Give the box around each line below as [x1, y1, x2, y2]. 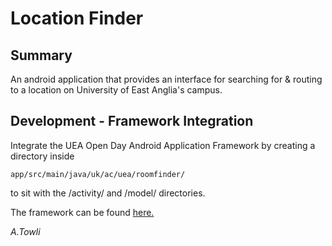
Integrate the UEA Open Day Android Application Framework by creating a [10, 139, 316, 151]
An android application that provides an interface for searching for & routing [10, 73, 323, 85]
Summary [10, 47, 73, 64]
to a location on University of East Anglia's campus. [10, 84, 223, 96]
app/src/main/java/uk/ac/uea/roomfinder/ [10, 169, 186, 179]
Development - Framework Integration [10, 113, 254, 130]
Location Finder [10, 7, 144, 30]
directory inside [10, 150, 75, 162]
